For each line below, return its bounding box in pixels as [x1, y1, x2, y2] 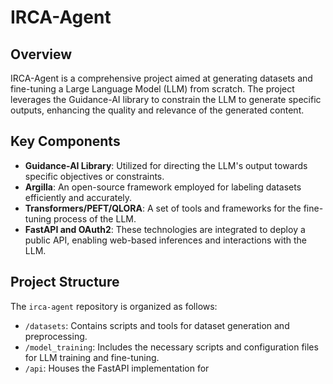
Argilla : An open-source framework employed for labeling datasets [24, 181, 302, 193]
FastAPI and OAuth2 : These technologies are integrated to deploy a [24, 223, 306, 235]
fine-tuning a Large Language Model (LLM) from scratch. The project [10, 83, 295, 95]
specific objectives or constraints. [24, 170, 165, 182]
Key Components [10, 133, 121, 150]
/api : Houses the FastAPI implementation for [24, 362, 210, 374]
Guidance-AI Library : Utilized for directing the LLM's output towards [24, 159, 308, 171]
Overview [10, 46, 73, 63]
